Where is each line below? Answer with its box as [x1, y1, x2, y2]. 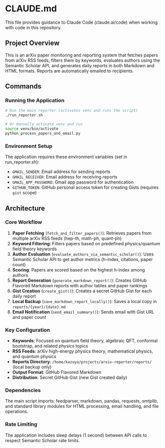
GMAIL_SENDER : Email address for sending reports [12, 169, 111, 175]
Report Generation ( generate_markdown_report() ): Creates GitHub [12, 277, 147, 283]
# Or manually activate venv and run [5, 122, 83, 127]
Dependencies [5, 387, 41, 394]
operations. [5, 408, 29, 414]
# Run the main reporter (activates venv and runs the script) [5, 108, 138, 113]
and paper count [12, 314, 46, 320]
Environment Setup [5, 142, 53, 149]
